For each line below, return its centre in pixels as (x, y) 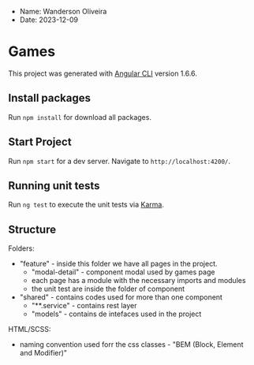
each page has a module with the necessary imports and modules (138, 281)
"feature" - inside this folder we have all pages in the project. (119, 264)
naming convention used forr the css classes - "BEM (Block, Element (131, 345)
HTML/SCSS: (30, 330)
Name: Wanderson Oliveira (63, 11)
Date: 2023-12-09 (49, 20)
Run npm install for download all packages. (80, 117)
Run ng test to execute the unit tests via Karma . (86, 205)
